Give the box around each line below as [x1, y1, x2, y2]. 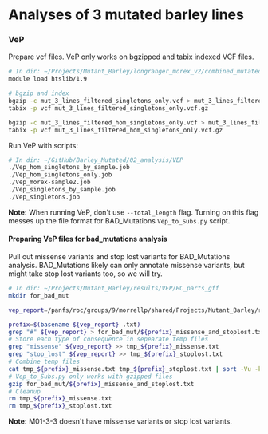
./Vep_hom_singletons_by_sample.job [8, 164, 130, 172]
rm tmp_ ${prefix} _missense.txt [8, 395, 112, 403]
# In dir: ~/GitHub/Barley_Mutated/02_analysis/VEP [8, 156, 183, 164]
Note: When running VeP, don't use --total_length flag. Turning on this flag [8, 207, 259, 217]
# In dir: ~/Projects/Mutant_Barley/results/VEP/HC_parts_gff [8, 285, 219, 293]
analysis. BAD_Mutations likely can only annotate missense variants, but [8, 261, 245, 270]
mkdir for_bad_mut [8, 291, 69, 300]
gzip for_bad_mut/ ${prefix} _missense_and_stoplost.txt [8, 380, 195, 388]
